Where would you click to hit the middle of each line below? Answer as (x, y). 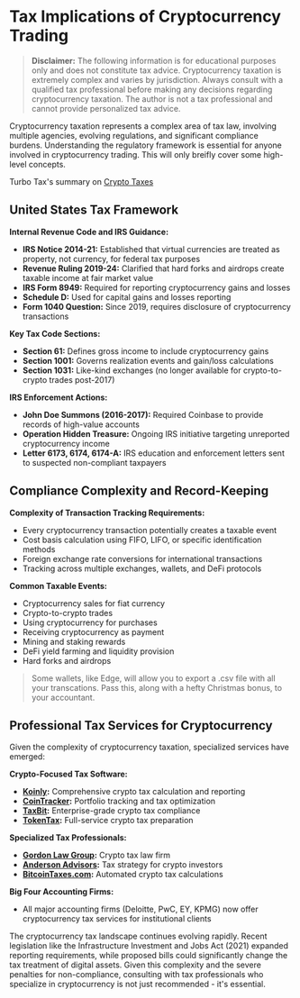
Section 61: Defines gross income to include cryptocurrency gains (145, 351)
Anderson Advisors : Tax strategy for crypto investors (123, 865)
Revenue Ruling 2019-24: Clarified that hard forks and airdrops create (153, 268)
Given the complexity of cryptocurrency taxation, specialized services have (150, 747)
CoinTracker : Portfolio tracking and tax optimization (119, 801)
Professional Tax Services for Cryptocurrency (141, 726)
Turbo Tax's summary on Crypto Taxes (82, 181)
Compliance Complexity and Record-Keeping (139, 491)
